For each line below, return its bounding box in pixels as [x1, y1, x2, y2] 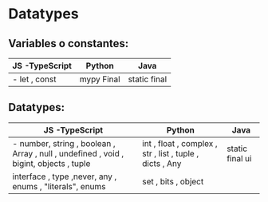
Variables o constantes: [8, 37, 129, 50]
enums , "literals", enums [12, 180, 106, 192]
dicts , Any [142, 157, 182, 168]
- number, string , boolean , [12, 137, 116, 149]
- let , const [12, 73, 57, 85]
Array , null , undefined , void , [12, 148, 124, 159]
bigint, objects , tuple [12, 157, 91, 168]
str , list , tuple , [142, 148, 199, 159]
